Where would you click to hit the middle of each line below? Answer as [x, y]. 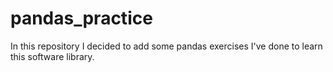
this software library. [52, 56]
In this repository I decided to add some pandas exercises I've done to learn [166, 46]
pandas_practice [81, 18]
